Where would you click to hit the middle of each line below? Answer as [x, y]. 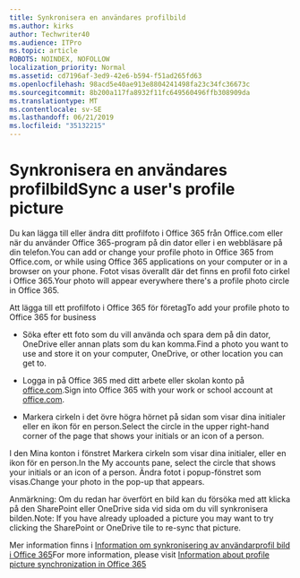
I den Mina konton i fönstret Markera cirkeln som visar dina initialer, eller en [148, 453]
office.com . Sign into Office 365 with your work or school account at [147, 390]
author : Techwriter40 [50, 34]
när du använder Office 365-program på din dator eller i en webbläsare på [146, 242]
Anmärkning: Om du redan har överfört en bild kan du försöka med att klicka [150, 499]
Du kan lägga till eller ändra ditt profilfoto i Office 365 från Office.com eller [146, 233]
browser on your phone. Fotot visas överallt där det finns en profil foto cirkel [150, 271]
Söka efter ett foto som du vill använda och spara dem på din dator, [146, 334]
